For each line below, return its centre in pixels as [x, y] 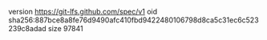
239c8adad [27, 28]
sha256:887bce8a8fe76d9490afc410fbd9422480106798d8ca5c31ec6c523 [133, 20]
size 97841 [65, 28]
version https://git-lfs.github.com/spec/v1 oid [83, 12]
